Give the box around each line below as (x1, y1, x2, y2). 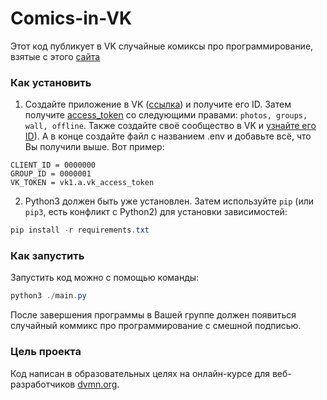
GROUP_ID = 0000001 (10, 169, 92, 179)
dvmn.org (77, 378, 118, 390)
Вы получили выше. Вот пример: (24, 141, 165, 153)
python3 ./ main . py (10, 291, 87, 301)
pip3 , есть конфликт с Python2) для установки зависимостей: (24, 206, 288, 218)
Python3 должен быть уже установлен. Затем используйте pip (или (24, 195, 315, 207)
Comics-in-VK (10, 7, 133, 30)
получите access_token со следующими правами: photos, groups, (24, 109, 308, 121)
